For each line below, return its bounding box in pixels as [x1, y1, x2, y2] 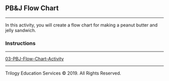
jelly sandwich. [5, 27, 36, 33]
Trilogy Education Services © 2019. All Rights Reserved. [5, 70, 122, 76]
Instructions [5, 39, 36, 46]
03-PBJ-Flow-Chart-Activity [5, 56, 64, 62]
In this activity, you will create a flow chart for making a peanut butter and [5, 22, 158, 28]
